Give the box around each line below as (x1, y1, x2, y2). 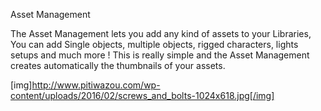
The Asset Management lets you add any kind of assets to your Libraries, (10, 28, 312, 39)
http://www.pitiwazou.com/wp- (31, 79, 161, 91)
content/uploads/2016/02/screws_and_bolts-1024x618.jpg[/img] (10, 90, 275, 101)
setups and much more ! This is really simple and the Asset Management (10, 49, 310, 61)
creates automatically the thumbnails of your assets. (10, 60, 226, 71)
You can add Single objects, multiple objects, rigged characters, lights (10, 39, 299, 50)
